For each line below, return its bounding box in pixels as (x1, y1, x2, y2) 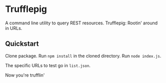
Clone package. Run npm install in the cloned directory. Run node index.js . (5, 53, 162, 59)
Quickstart (5, 40, 39, 48)
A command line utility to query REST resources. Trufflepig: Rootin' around (5, 20, 158, 26)
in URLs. (5, 25, 22, 31)
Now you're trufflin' (5, 72, 45, 78)
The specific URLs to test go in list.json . (5, 62, 91, 68)
